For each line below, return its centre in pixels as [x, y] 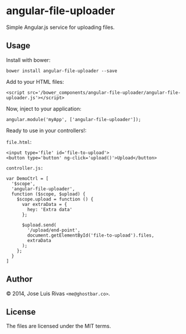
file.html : [19, 142]
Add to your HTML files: [35, 81]
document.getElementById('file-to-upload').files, [91, 235]
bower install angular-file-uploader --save [62, 71]
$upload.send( [39, 225]
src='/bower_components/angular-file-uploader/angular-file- [104, 93]
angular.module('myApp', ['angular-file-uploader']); [74, 119]
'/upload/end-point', [54, 230]
